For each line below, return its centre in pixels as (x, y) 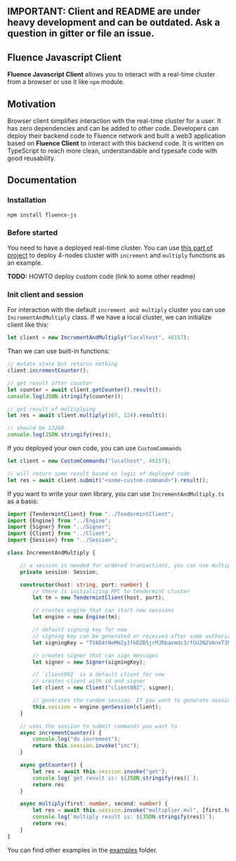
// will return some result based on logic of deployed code (99, 474)
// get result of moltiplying (52, 409)
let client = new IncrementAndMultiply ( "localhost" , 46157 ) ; (99, 338)
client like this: (28, 325)
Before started (33, 233)
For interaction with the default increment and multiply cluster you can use (117, 310)
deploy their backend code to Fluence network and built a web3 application (117, 136)
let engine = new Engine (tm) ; (77, 617)
